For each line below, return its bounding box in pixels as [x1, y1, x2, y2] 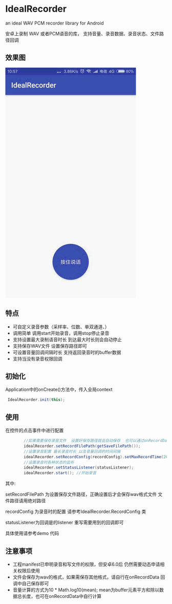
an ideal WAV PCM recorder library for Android [5, 20, 104, 26]
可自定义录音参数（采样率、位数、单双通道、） [12, 323, 110, 330]
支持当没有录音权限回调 [12, 355, 62, 362]
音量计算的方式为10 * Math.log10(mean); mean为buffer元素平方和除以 [12, 587, 160, 593]
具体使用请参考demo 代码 [5, 530, 59, 536]
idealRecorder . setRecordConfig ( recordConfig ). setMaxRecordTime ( [24, 454, 164, 459]
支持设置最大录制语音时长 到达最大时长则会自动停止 [12, 336, 122, 343]
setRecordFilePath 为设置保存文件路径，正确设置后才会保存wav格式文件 [5, 491, 157, 498]
